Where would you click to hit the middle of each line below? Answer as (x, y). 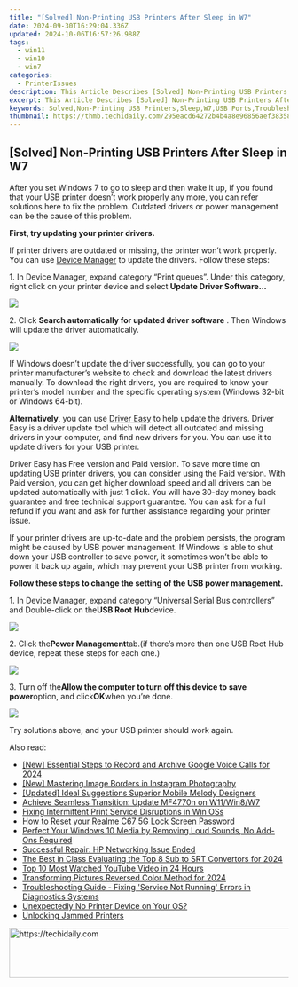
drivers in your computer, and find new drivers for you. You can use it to (141, 437)
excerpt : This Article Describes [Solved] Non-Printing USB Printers (141, 100)
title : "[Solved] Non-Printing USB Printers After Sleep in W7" (130, 17)
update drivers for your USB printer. (74, 446)
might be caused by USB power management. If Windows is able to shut (141, 547)
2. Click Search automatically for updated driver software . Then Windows (148, 320)
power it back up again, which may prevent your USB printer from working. (146, 565)
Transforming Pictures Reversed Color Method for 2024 (124, 877)
